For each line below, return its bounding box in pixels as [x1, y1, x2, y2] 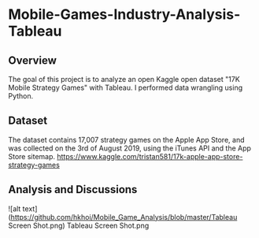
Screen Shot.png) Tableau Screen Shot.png [8, 221, 150, 230]
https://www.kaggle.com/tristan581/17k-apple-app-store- [57, 151, 243, 161]
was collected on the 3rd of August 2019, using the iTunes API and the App [8, 143, 252, 153]
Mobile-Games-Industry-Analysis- [8, 6, 241, 24]
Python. [8, 91, 34, 100]
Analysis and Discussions [8, 183, 138, 196]
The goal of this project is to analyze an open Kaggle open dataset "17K [8, 75, 240, 84]
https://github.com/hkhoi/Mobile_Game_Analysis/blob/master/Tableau [10, 212, 238, 221]
